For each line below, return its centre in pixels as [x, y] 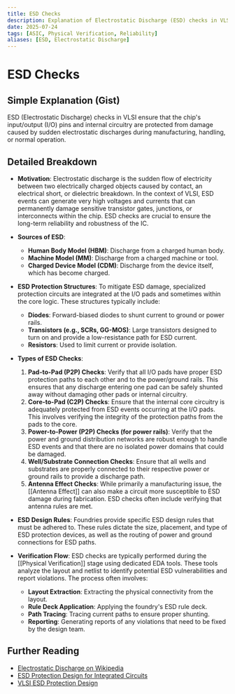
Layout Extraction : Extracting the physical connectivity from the [120, 592]
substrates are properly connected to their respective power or [119, 469]
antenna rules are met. [60, 506]
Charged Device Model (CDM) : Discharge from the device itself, [121, 265]
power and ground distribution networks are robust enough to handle [127, 439]
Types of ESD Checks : [50, 358]
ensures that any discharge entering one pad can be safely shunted [125, 387]
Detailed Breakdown [52, 162]
